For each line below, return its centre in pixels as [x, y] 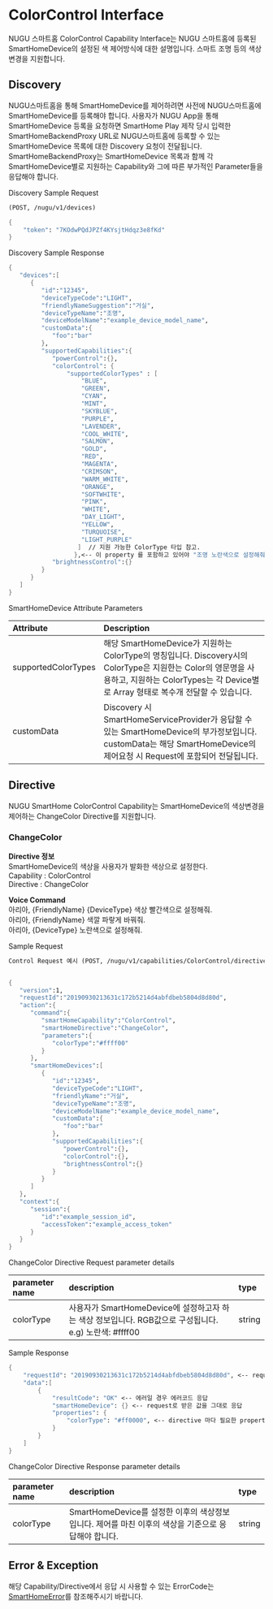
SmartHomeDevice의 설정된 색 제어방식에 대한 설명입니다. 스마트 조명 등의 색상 [135, 48]
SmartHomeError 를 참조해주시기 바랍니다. [76, 1596]
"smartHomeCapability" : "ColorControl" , [108, 1021]
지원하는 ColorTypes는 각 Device [191, 680]
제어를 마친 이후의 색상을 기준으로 [157, 1524]
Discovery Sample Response [56, 253]
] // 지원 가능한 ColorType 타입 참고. [139, 547]
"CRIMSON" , [99, 471]
